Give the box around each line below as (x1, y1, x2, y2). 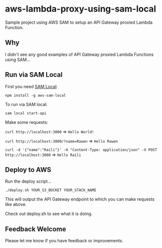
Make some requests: (5, 119, 49, 125)
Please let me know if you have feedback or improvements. (5, 238, 124, 244)
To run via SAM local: (5, 101, 48, 107)
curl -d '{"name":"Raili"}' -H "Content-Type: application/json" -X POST (5, 147, 158, 152)
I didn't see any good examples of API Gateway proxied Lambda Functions (5, 51, 154, 57)
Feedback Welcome (5, 225, 66, 233)
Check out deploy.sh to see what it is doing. (5, 211, 93, 217)
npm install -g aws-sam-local (5, 93, 66, 98)
